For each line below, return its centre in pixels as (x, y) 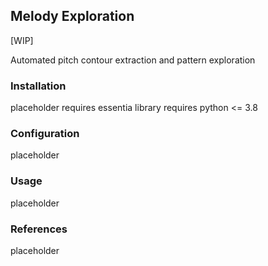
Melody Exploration (72, 16)
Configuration (45, 134)
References (39, 229)
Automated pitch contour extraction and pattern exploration (133, 60)
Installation (38, 86)
